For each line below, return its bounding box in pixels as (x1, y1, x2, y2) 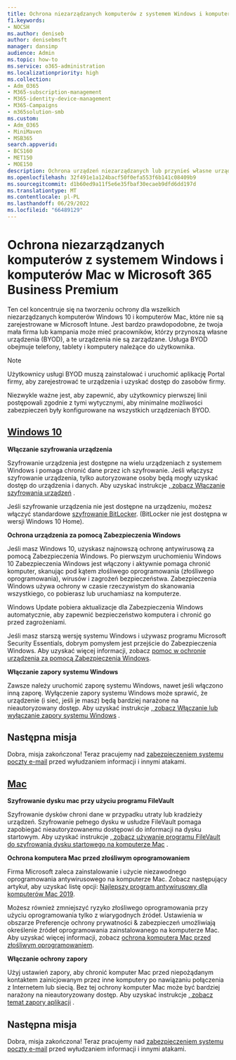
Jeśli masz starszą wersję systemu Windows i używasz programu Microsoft (7, 631, 227, 640)
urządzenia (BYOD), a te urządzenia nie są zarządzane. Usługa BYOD (7, 335, 209, 343)
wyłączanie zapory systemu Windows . (7, 711, 121, 719)
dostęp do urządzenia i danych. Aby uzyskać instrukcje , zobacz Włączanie (7, 481, 225, 489)
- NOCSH (7, 23, 30, 30)
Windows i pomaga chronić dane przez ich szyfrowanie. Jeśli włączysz (7, 466, 214, 474)
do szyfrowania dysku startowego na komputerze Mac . (7, 840, 169, 849)
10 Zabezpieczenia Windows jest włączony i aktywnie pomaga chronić (7, 559, 211, 567)
